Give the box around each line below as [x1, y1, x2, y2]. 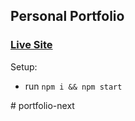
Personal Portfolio [10, 8, 125, 25]
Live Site [10, 38, 53, 52]
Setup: [10, 60, 38, 73]
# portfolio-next [10, 99, 75, 111]
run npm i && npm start [24, 80, 123, 92]
